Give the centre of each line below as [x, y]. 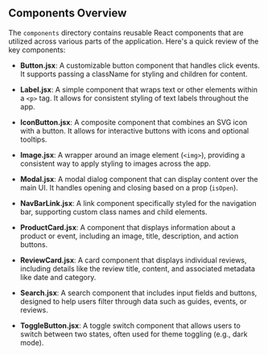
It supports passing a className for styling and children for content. [134, 74]
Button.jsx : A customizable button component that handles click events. [140, 65]
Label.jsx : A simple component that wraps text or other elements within [138, 89]
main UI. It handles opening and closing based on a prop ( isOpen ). [129, 188]
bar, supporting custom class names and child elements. [113, 212]
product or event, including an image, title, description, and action [129, 236]
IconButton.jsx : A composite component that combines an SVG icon [134, 122]
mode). [32, 342]
